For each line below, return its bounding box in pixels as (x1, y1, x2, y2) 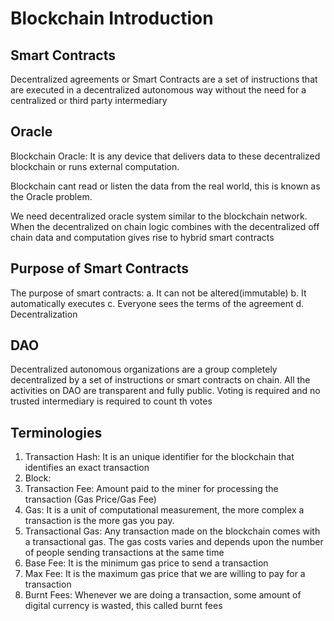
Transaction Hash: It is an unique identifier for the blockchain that (24, 451, 295, 463)
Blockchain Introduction (10, 7, 214, 30)
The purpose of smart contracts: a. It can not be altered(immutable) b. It (10, 287, 307, 299)
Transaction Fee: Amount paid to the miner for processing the (24, 483, 279, 495)
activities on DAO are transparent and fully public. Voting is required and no (10, 385, 321, 397)
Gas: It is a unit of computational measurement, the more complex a (24, 504, 305, 516)
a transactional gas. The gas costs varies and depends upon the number (24, 536, 324, 548)
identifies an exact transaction (24, 462, 150, 474)
